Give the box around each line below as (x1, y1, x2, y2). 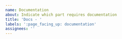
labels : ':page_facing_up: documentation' (5, 21, 97, 27)
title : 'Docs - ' (5, 17, 42, 22)
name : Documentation (5, 7, 49, 13)
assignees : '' (5, 26, 36, 31)
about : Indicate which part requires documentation (5, 12, 117, 17)
